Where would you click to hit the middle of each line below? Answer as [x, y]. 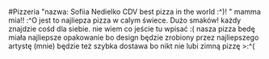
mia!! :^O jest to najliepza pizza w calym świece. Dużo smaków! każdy [125, 20]
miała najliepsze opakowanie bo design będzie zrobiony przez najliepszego [134, 37]
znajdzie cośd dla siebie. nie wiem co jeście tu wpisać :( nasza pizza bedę [132, 29]
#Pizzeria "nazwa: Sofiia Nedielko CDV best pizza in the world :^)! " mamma [134, 12]
